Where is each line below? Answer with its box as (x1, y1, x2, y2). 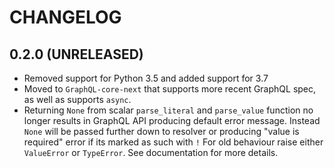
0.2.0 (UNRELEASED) (9, 46, 144, 63)
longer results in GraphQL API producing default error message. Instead (23, 115, 321, 126)
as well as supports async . (23, 94, 132, 105)
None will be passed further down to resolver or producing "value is (23, 126, 300, 137)
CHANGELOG (9, 6, 122, 29)
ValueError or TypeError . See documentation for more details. (23, 147, 279, 158)
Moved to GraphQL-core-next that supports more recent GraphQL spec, (23, 83, 317, 95)
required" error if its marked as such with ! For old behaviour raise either (23, 136, 324, 148)
